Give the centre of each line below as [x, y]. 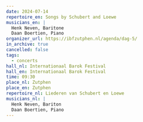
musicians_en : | [26, 22]
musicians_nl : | [26, 99]
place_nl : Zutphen [28, 83]
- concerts [25, 60]
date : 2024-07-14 [27, 11]
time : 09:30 [21, 77]
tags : [13, 55]
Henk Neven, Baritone [38, 28]
